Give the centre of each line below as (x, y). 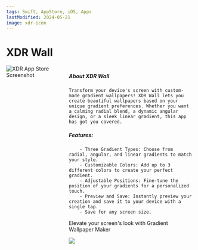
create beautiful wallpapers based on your (124, 101)
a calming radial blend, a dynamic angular (124, 112)
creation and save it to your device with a (125, 202)
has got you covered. (96, 122)
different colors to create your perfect (121, 171)
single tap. (83, 207)
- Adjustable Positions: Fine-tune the (129, 181)
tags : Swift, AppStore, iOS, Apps (49, 12)
